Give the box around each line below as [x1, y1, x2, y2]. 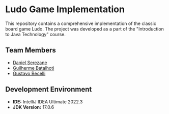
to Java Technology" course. [5, 31, 66, 37]
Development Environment [5, 85, 92, 94]
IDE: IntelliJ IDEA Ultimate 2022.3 [12, 98, 83, 105]
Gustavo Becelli [12, 70, 46, 76]
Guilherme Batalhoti [12, 65, 54, 71]
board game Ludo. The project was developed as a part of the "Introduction [5, 25, 164, 32]
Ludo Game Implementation [5, 4, 125, 15]
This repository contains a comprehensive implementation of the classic [5, 20, 157, 26]
